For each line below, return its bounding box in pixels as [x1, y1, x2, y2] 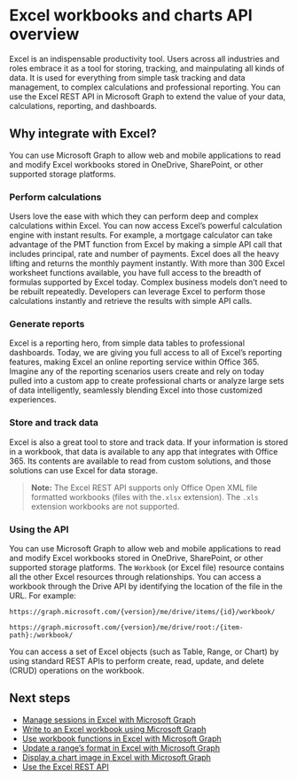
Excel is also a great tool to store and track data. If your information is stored [9, 436, 288, 448]
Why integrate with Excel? [9, 126, 157, 142]
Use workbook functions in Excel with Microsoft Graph [21, 733, 222, 744]
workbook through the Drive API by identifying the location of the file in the [9, 581, 284, 591]
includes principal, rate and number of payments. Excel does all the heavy [9, 249, 279, 260]
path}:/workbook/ [9, 630, 74, 639]
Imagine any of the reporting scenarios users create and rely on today [9, 366, 264, 377]
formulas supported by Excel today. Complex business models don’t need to [9, 277, 288, 288]
